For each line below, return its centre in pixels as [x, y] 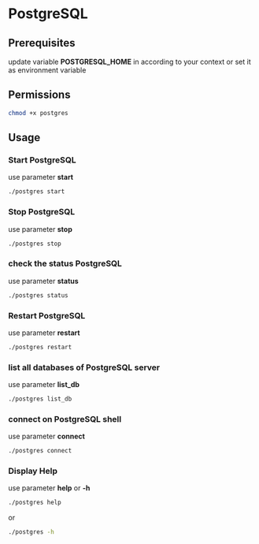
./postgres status [38, 295]
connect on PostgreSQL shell [65, 419]
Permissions [39, 95]
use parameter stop [40, 229]
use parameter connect [46, 436]
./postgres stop [35, 244]
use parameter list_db [44, 385]
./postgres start [37, 192]
